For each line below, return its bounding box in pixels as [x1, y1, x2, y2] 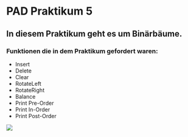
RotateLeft [15, 80, 41, 87]
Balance [15, 93, 36, 100]
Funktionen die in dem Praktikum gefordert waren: [6, 47, 158, 55]
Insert [15, 60, 30, 68]
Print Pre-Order [15, 99, 54, 107]
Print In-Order [15, 105, 50, 113]
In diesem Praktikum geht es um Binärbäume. [6, 29, 183, 39]
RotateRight [15, 86, 44, 94]
